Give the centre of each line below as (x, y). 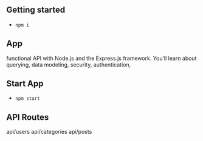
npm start (28, 99)
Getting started (36, 10)
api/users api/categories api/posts (49, 132)
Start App (25, 84)
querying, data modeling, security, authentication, (69, 64)
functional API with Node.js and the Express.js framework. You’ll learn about (101, 58)
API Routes (28, 117)
